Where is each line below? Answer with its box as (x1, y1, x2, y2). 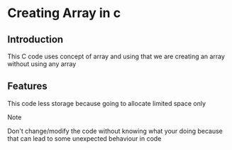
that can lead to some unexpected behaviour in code (7, 134, 162, 143)
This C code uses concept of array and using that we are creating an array (7, 52, 226, 60)
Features (7, 80, 48, 92)
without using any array (7, 60, 77, 68)
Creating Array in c (7, 5, 121, 21)
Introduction (7, 33, 64, 45)
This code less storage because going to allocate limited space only (7, 99, 206, 107)
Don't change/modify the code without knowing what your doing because (7, 127, 223, 135)
